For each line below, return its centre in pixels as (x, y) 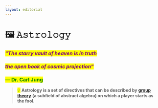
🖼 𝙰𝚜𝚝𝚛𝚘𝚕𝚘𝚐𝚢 (38, 34)
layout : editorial (24, 10)
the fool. (26, 101)
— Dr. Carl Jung (24, 80)
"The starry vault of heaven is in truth (51, 53)
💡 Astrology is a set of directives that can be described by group (84, 90)
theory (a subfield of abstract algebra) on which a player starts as (85, 95)
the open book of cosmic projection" (49, 66)
